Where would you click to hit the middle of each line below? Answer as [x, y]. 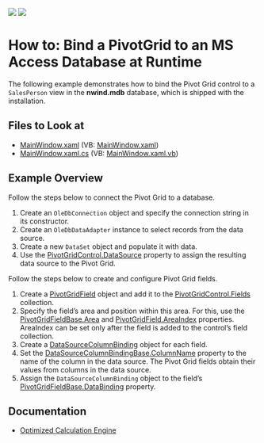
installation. [27, 101]
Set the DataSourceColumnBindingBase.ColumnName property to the [133, 353]
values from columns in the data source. [86, 369]
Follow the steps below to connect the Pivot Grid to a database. [112, 197]
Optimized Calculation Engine [68, 430]
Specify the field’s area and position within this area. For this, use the [132, 311]
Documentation [48, 411]
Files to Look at [46, 126]
